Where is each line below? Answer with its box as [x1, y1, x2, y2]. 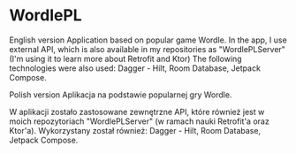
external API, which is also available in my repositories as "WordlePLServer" [9, 43, 285, 54]
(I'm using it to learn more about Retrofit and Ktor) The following [9, 53, 242, 64]
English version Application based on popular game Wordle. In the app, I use [9, 35, 287, 45]
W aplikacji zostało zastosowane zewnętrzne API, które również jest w [9, 106, 265, 117]
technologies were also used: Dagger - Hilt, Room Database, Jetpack [9, 63, 261, 73]
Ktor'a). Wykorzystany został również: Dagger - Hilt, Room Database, [9, 125, 262, 135]
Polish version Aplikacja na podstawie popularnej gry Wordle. [9, 89, 232, 100]
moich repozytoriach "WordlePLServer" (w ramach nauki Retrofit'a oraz [9, 116, 269, 127]
